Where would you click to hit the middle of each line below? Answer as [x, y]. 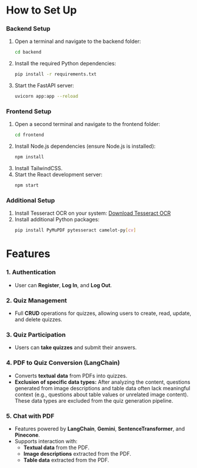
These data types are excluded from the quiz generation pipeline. [94, 400]
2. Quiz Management [37, 300]
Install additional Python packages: [57, 220]
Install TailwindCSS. [39, 168]
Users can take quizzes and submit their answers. [76, 347]
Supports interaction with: [46, 441]
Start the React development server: [59, 175]
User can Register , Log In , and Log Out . [63, 285]
